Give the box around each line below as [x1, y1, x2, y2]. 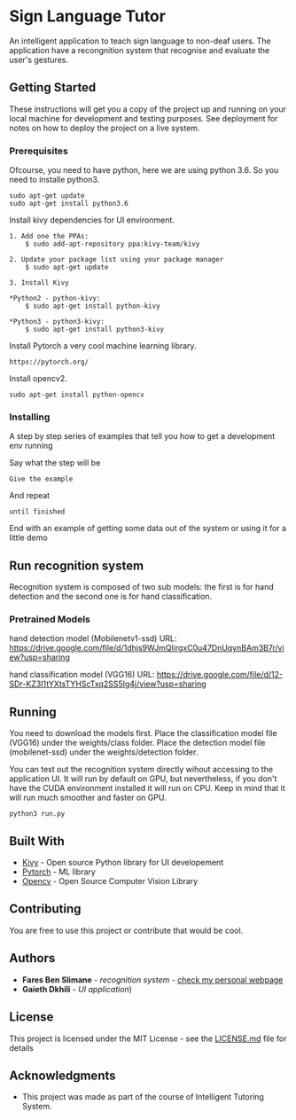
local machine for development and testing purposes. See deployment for [9, 113, 278, 123]
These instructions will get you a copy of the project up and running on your [9, 104, 286, 114]
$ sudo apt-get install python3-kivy [25, 325, 165, 334]
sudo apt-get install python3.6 [9, 200, 129, 208]
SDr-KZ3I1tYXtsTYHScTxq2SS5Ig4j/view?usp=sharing [9, 678, 206, 689]
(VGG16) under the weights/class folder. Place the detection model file [9, 738, 266, 748]
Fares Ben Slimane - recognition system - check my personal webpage [21, 974, 284, 985]
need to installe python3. [9, 175, 100, 185]
